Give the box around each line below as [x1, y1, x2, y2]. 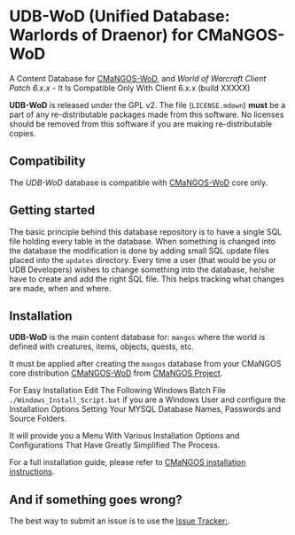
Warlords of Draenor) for [9, 25, 194, 45]
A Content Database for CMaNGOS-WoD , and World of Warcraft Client [9, 73, 267, 83]
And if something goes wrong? [9, 492, 183, 507]
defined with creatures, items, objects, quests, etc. [9, 341, 195, 352]
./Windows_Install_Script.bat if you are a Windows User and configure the [9, 394, 286, 405]
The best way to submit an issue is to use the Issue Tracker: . [9, 516, 230, 526]
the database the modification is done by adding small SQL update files [9, 245, 270, 256]
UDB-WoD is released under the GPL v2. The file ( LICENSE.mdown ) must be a [9, 99, 286, 110]
